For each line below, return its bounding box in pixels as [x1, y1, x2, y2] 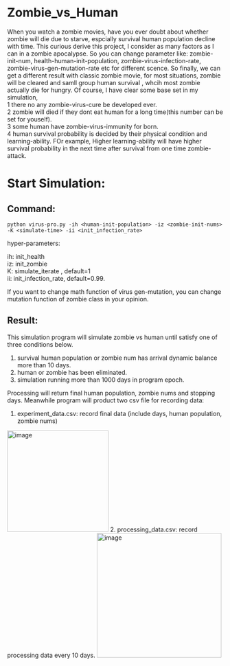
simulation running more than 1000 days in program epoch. [16, 376, 185, 384]
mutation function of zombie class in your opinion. [7, 295, 149, 303]
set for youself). [7, 115, 52, 123]
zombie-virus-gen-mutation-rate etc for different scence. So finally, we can [7, 64, 221, 72]
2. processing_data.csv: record [109, 525, 198, 533]
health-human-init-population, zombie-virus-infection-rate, [34, 56, 201, 65]
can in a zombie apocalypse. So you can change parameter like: [7, 49, 189, 58]
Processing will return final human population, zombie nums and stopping [7, 389, 216, 397]
